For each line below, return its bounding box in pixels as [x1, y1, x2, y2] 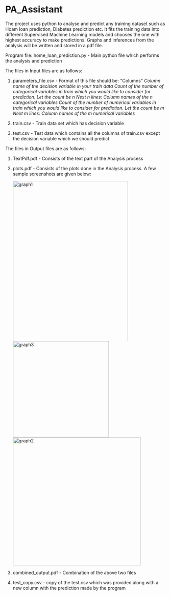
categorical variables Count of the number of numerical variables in [12, 99, 157, 106]
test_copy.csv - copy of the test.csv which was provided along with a [12, 579, 159, 585]
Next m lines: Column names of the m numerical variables [12, 110, 135, 116]
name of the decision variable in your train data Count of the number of [12, 83, 164, 89]
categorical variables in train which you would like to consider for [12, 88, 151, 94]
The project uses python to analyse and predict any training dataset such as [5, 20, 165, 27]
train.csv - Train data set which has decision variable [12, 120, 124, 126]
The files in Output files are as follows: [5, 145, 86, 152]
